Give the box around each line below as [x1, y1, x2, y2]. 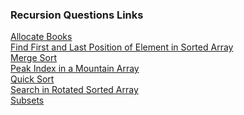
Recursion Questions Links [10, 8, 144, 22]
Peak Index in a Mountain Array [10, 63, 140, 75]
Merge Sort [10, 52, 57, 64]
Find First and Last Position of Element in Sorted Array [10, 41, 234, 53]
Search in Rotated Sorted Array [10, 84, 139, 96]
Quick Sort [10, 73, 55, 85]
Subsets [10, 94, 45, 107]
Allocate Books [10, 31, 73, 43]
